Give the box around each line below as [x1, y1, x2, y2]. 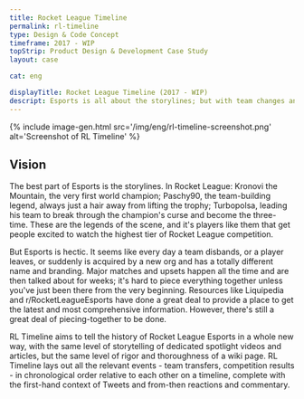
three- [252, 210, 277, 221]
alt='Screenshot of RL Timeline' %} [9, 130, 140, 141]
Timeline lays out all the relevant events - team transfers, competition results [9, 360, 295, 371]
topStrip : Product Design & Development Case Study [9, 47, 208, 56]
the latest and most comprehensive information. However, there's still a [9, 304, 274, 315]
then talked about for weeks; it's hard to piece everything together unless [9, 275, 283, 286]
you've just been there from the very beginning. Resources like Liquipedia [9, 285, 285, 296]
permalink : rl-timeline [9, 22, 100, 31]
